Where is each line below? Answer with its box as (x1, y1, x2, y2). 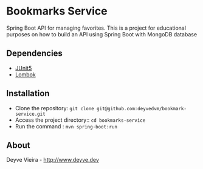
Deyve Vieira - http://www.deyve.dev (6, 156, 99, 164)
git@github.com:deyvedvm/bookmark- (96, 105, 187, 111)
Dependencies (6, 48, 63, 59)
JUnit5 (15, 64, 32, 71)
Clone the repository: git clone (15, 104, 94, 111)
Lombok (15, 71, 36, 78)
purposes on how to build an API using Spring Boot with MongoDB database (6, 30, 198, 38)
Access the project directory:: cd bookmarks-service (15, 116, 146, 124)
